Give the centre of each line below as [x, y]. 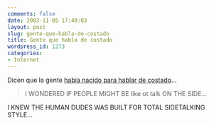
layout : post [27, 27]
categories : [25, 54]
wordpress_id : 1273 [36, 47]
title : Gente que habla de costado [60, 40]
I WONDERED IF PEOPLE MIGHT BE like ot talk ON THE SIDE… [116, 93]
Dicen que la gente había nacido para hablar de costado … [92, 80]
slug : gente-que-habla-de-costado [59, 34]
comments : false [31, 14]
